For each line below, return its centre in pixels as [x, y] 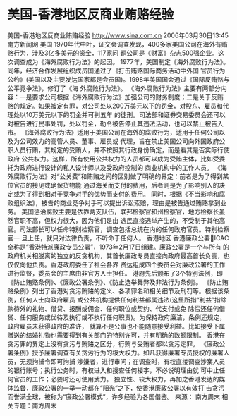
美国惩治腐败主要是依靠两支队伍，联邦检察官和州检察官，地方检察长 [120, 212]
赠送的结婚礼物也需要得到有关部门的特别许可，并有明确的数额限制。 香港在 [116, 335]
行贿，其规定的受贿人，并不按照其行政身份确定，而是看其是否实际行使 [128, 149]
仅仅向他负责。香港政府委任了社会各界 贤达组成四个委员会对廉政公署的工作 [116, 264]
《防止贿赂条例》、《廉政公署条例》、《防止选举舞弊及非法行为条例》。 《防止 [115, 282]
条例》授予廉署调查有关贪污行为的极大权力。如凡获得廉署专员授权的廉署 [118, 353]
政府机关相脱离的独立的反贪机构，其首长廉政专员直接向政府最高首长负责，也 [119, 255]
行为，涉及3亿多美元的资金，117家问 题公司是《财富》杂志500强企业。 [116, 53]
